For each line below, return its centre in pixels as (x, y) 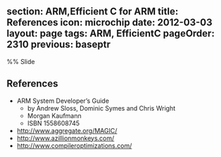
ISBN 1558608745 (53, 123)
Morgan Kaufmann (54, 115)
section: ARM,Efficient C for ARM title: (93, 12)
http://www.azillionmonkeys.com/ (65, 138)
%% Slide (21, 61)
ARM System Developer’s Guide (63, 101)
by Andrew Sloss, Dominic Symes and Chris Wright (101, 108)
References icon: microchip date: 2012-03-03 (109, 23)
